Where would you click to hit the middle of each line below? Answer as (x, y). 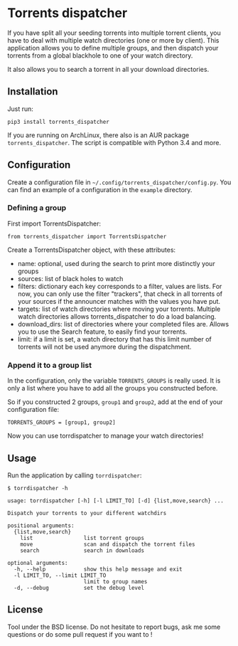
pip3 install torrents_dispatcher (59, 122)
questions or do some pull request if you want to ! (80, 634)
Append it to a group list (50, 365)
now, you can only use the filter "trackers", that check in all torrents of (120, 294)
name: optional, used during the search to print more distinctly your (116, 263)
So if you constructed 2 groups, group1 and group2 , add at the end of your (115, 402)
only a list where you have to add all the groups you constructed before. (113, 388)
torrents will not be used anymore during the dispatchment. (104, 346)
